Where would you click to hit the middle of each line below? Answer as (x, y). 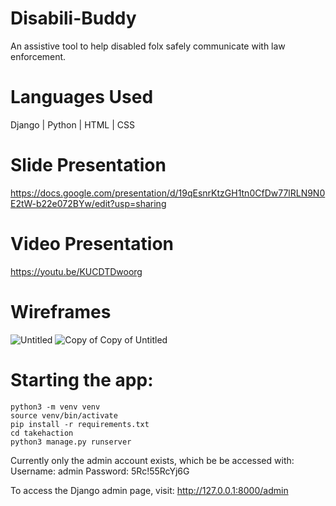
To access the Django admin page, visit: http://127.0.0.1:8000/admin (149, 490)
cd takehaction (42, 433)
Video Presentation (92, 244)
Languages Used (82, 97)
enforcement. (38, 56)
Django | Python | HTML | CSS (72, 124)
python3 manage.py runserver (71, 442)
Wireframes (61, 311)
